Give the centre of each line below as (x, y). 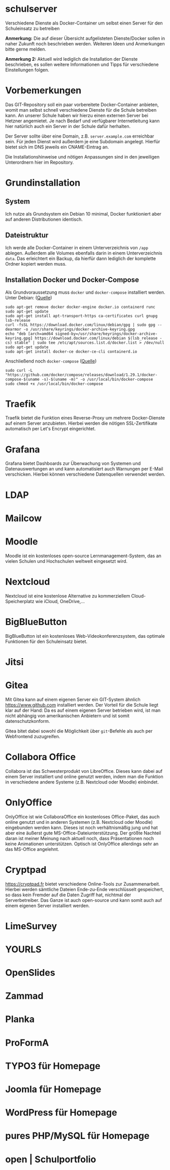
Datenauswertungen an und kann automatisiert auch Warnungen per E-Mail (84, 469)
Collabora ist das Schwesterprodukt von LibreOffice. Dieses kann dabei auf (84, 771)
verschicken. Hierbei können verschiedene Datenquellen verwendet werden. (85, 474)
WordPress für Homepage (61, 1113)
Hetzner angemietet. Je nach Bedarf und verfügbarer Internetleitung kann (82, 121)
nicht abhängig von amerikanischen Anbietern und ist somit (67, 716)
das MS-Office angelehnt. (32, 849)
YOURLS (23, 949)
